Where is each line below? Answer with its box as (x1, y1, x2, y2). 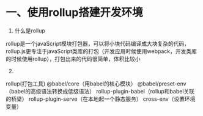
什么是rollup (14, 27, 45, 34)
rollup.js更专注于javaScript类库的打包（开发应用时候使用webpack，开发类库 (6, 47, 197, 55)
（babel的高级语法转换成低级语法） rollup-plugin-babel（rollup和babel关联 (6, 87, 195, 95)
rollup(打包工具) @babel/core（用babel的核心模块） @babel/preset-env (6, 80, 187, 87)
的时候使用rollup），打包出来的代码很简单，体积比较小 (6, 55, 141, 62)
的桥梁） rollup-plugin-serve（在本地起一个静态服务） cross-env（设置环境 (6, 95, 196, 103)
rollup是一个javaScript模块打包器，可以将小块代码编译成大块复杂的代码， (6, 40, 190, 47)
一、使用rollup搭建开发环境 (6, 5, 143, 20)
